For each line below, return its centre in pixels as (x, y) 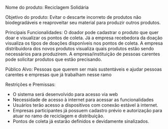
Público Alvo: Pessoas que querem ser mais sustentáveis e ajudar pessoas (83, 69)
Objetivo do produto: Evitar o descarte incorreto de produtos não (73, 17)
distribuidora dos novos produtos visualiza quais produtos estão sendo (80, 49)
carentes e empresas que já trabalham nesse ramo (59, 75)
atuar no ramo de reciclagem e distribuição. (58, 116)
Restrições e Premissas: (31, 84)
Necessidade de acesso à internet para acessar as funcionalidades (83, 100)
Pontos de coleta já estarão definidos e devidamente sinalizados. (81, 121)
